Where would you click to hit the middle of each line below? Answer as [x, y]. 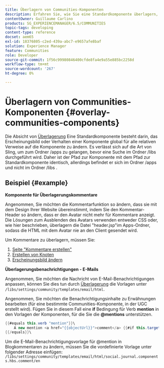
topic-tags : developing [29, 28]
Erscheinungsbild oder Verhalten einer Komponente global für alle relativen [81, 141]
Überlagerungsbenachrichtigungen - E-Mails [52, 269]
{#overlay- [88, 112]
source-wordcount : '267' [30, 69]
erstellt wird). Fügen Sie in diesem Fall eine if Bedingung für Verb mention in [82, 309]
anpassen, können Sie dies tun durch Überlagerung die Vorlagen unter [76, 284]
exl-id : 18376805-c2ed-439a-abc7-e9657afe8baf [53, 42]
